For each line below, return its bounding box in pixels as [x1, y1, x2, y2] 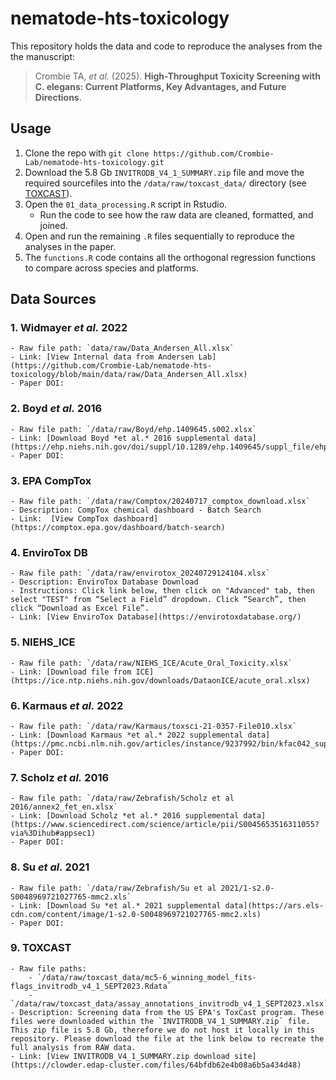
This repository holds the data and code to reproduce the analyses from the [10, 40, 323, 52]
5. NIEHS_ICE [10, 635, 76, 649]
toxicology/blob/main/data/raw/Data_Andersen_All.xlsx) [10, 370, 248, 380]
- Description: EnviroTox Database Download [10, 577, 199, 587]
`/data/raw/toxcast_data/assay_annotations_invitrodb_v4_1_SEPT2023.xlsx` [10, 998, 329, 1009]
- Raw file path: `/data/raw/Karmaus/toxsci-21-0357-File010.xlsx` [10, 721, 298, 731]
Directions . [34, 91, 82, 103]
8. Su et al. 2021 [10, 860, 90, 874]
